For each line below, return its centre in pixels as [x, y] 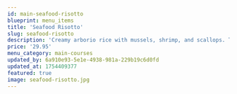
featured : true [30, 73]
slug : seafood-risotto [41, 34]
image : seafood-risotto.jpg [49, 80]
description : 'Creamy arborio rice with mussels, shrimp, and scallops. [116, 40]
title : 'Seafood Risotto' [45, 27]
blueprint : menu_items [41, 20]
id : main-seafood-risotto [45, 14]
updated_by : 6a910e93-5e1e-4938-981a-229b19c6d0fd [83, 60]
